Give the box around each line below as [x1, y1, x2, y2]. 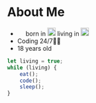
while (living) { [7, 64, 57, 71]
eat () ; [19, 70, 39, 77]
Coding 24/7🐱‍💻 [17, 36, 61, 45]
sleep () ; [19, 84, 45, 90]
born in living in [25, 29, 79, 38]
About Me [7, 4, 65, 20]
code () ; [19, 77, 41, 84]
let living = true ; [7, 57, 64, 65]
